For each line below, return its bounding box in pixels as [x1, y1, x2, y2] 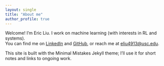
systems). [5, 35, 26, 41]
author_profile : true [5, 16, 50, 21]
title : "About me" [5, 12, 43, 17]
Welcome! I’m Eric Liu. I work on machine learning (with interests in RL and [5, 30, 157, 36]
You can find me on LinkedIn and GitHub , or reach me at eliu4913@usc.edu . [5, 41, 160, 47]
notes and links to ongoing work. [5, 56, 72, 62]
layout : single [5, 7, 37, 12]
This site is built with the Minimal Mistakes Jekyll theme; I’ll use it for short [5, 50, 156, 56]
